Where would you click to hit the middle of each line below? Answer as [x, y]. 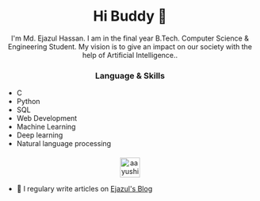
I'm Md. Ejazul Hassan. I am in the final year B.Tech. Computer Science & [130, 38]
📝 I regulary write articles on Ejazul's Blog [84, 188]
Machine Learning [46, 127]
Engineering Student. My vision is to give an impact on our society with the [130, 46]
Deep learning [40, 135]
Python [28, 102]
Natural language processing [64, 144]
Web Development [47, 118]
